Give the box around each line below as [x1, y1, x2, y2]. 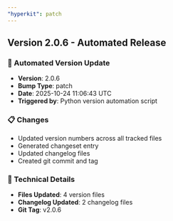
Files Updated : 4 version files [17, 190, 105, 199]
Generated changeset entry [17, 141, 99, 150]
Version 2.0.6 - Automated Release [7, 37, 167, 49]
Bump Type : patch [17, 82, 73, 90]
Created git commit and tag [17, 156, 98, 165]
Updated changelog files [17, 149, 90, 157]
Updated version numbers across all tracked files [17, 134, 162, 142]
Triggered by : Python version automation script [17, 97, 158, 105]
